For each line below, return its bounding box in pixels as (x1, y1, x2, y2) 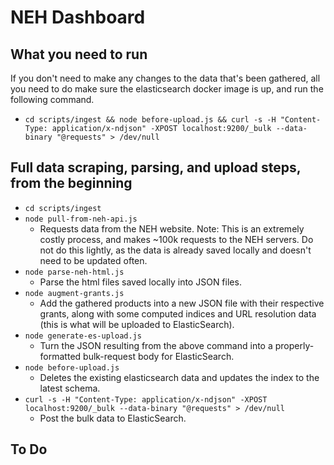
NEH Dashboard (10, 6, 146, 29)
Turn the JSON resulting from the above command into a (39, 339, 273, 351)
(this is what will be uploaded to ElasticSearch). (39, 318, 235, 330)
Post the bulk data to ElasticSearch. (39, 412, 187, 424)
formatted (39, 350, 82, 362)
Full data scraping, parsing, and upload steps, (10, 159, 302, 176)
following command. (10, 94, 95, 105)
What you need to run (10, 46, 148, 63)
